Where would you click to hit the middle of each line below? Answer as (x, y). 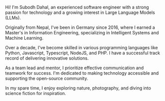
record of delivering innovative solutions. (47, 58)
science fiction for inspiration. (36, 93)
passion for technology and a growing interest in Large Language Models (80, 12)
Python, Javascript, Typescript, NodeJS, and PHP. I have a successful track (83, 53)
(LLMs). (13, 18)
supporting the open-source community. (47, 78)
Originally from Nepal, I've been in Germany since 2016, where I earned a (80, 27)
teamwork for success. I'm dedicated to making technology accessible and (82, 73)
